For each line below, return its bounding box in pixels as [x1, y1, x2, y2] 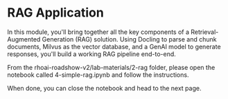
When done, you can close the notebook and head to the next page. [7, 84, 202, 92]
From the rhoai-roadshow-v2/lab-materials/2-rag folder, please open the [7, 63, 216, 71]
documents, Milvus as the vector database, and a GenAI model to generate [7, 42, 221, 51]
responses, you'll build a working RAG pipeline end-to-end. [7, 50, 177, 58]
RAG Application [7, 5, 104, 21]
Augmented [7, 35, 41, 43]
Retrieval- [190, 28, 219, 36]
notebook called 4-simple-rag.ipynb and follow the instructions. [7, 71, 189, 79]
